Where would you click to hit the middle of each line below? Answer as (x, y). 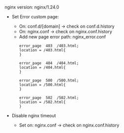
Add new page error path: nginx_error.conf (62, 37)
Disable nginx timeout (34, 115)
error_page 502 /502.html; (49, 98)
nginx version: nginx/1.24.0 (32, 7)
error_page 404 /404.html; (49, 63)
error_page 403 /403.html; (49, 46)
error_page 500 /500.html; (49, 81)
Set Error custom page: (35, 17)
